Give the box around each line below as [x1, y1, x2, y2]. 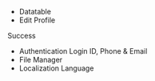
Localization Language [18, 63, 94, 73]
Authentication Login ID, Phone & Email [18, 47, 148, 55]
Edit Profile [18, 15, 56, 25]
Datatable [18, 7, 51, 16]
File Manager [18, 55, 63, 64]
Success [7, 31, 37, 40]
